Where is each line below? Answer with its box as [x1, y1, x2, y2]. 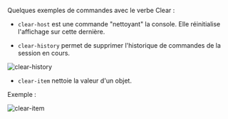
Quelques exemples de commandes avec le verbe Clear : [7, 6, 175, 14]
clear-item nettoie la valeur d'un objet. [17, 76, 132, 85]
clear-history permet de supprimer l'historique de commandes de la [17, 41, 221, 49]
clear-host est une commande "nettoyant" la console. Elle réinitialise [17, 20, 221, 28]
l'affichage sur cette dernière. [17, 28, 105, 36]
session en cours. [17, 49, 70, 57]
